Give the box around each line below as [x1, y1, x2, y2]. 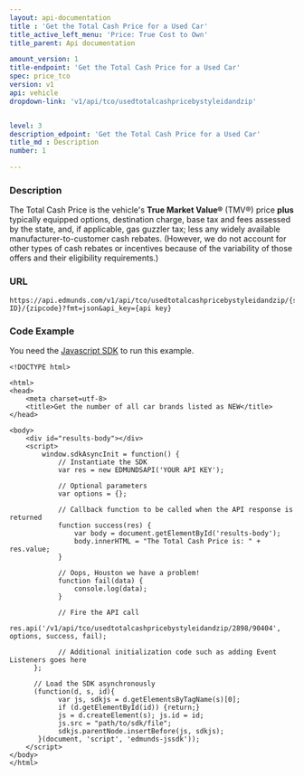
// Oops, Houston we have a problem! [57, 568, 201, 577]
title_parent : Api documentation [9, 38, 136, 48]
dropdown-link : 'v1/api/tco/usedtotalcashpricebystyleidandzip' [9, 97, 257, 106]
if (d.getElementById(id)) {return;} [57, 703, 201, 712]
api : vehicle [9, 88, 59, 98]
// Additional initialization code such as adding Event [57, 648, 278, 657]
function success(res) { [57, 521, 152, 530]
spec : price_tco [9, 71, 71, 81]
